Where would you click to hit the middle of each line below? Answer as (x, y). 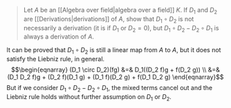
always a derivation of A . (59, 36)
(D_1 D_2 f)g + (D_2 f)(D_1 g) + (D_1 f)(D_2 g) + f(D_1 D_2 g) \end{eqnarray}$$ (115, 77)
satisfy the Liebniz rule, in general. (56, 59)
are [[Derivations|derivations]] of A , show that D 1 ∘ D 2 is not (109, 20)
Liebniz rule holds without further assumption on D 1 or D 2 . (89, 97)
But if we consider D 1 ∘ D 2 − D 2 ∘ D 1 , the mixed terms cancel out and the (109, 89)
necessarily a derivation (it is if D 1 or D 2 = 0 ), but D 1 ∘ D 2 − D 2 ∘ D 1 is (121, 29)
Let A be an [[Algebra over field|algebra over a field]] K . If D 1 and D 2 (120, 11)
